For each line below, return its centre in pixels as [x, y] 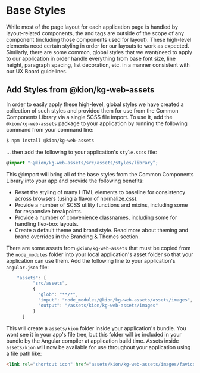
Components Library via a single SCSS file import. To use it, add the [89, 117]
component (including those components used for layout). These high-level [99, 39]
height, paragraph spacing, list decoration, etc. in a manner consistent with [98, 65]
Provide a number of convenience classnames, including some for [96, 217]
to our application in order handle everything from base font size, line [91, 58]
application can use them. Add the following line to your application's [91, 260]
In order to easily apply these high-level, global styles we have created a [95, 104]
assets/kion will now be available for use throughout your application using [99, 347]
